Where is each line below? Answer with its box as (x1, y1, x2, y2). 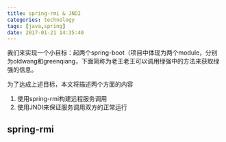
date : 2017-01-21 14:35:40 (7, 29, 84, 36)
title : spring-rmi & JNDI (7, 10, 81, 17)
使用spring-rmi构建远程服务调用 (16, 95, 108, 103)
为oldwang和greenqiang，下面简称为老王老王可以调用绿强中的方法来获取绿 (7, 57, 220, 66)
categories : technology (7, 16, 75, 23)
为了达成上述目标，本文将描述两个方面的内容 (7, 80, 134, 89)
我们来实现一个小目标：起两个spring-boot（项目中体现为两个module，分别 (7, 48, 218, 57)
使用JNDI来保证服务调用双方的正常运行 (16, 103, 128, 111)
